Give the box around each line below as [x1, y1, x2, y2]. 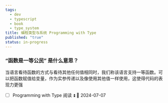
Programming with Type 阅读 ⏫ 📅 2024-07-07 [12, 93, 106, 99]
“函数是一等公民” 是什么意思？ [5, 57, 79, 64]
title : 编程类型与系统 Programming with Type [5, 30, 96, 35]
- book [9, 21, 23, 26]
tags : [5, 7, 16, 12]
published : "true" [5, 35, 43, 40]
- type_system [9, 26, 39, 31]
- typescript [9, 16, 37, 21]
